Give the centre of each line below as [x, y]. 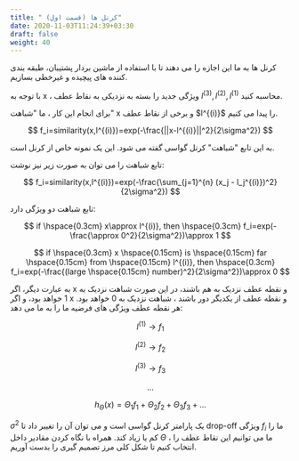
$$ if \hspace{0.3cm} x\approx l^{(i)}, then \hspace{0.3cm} [133, 226]
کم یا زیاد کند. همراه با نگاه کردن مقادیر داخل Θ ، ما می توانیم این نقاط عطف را [141, 437]
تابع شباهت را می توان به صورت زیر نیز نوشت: [87, 165]
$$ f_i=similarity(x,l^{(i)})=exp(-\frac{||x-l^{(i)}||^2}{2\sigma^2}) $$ [150, 130]
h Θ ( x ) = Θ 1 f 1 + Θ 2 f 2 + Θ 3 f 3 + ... [150, 406]
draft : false [34, 34]
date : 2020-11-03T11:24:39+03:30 [72, 26]
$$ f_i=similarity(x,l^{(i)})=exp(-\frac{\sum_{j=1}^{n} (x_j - [129, 182]
